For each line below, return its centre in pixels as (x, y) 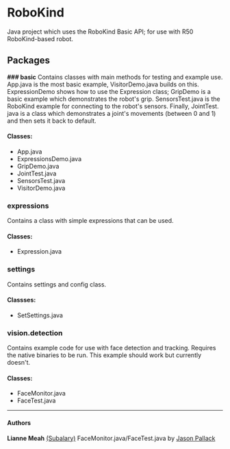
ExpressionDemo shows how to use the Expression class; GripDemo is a (109, 91)
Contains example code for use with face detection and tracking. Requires (112, 348)
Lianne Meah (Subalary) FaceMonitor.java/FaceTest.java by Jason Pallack (111, 438)
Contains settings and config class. (57, 284)
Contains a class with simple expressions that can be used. (90, 221)
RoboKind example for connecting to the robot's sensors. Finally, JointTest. (113, 106)
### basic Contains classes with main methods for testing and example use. (115, 77)
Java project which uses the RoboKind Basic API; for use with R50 (100, 32)
